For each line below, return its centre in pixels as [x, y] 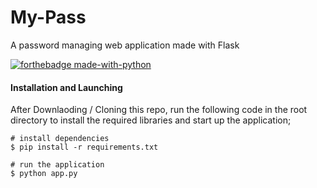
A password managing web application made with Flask [125, 45]
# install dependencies [60, 139]
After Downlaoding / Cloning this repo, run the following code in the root [159, 110]
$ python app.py [44, 174]
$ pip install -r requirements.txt [84, 147]
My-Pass [48, 17]
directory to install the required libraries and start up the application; [151, 120]
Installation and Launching [66, 87]
